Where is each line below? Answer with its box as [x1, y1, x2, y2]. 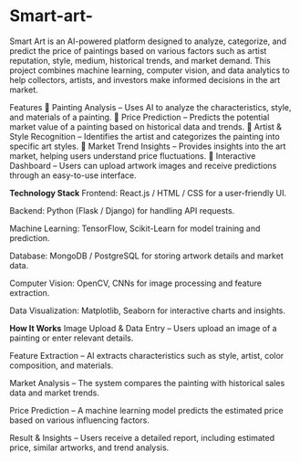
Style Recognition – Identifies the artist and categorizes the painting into [9, 131, 280, 142]
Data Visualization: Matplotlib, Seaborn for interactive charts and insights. [9, 305, 285, 316]
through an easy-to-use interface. [9, 170, 137, 181]
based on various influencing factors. [9, 415, 150, 425]
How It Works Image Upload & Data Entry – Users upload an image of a [9, 322, 277, 333]
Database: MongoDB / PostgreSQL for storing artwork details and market [9, 250, 284, 261]
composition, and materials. [9, 360, 114, 371]
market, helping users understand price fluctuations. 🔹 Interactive [9, 150, 256, 161]
